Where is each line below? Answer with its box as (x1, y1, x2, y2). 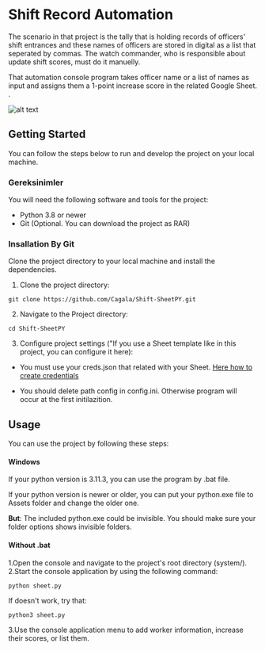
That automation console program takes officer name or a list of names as (8, 72, 249, 82)
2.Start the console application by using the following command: (8, 566, 218, 576)
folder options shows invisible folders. (8, 522, 132, 532)
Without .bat (8, 540, 51, 550)
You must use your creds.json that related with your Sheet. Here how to (19, 362, 253, 372)
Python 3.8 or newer (19, 210, 87, 220)
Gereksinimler (8, 177, 64, 188)
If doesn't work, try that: (8, 595, 87, 605)
